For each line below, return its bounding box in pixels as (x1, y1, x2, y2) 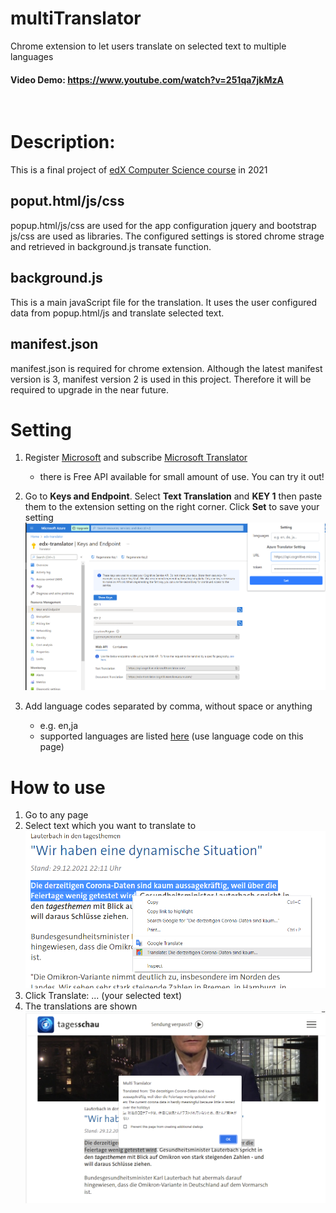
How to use (10, 776, 106, 799)
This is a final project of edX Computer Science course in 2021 (10, 164, 268, 176)
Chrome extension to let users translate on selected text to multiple (10, 40, 287, 52)
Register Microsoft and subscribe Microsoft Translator (24, 452, 248, 464)
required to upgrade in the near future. (10, 383, 169, 396)
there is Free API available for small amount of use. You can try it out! (39, 471, 325, 483)
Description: (10, 131, 116, 154)
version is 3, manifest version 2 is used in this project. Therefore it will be (10, 373, 312, 385)
